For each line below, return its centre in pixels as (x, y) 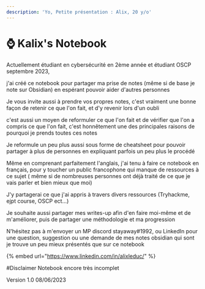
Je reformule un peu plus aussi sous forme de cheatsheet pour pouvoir (96, 144)
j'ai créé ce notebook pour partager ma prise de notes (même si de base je (101, 83)
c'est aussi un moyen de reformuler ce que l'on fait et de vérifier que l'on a (100, 119)
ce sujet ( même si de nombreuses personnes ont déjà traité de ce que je (99, 176)
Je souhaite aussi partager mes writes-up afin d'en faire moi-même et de (99, 212)
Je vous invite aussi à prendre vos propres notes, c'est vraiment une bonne (101, 101)
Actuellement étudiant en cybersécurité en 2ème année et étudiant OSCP (99, 64)
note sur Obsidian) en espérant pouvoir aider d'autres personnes (88, 89)
